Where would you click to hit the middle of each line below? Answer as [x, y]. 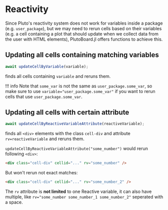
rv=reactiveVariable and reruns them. [45, 139]
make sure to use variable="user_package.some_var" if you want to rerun [80, 91]
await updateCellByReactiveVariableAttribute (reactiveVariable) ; [75, 124]
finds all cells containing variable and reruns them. [58, 76]
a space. [14, 202]
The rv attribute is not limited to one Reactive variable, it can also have [78, 191]
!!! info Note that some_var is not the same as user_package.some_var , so [79, 86]
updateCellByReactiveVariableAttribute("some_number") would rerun [77, 149]
